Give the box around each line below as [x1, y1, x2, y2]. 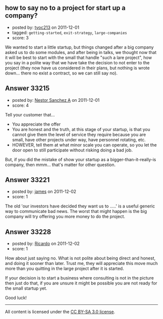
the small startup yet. [5, 285, 48, 291]
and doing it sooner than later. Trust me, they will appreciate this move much [5, 261, 158, 266]
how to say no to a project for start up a [5, 4, 126, 12]
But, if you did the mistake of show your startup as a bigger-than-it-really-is [5, 156, 156, 162]
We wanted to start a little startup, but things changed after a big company [5, 44, 154, 50]
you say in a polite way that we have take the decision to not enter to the [5, 59, 150, 65]
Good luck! [5, 295, 27, 301]
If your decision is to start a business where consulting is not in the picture [5, 275, 154, 281]
